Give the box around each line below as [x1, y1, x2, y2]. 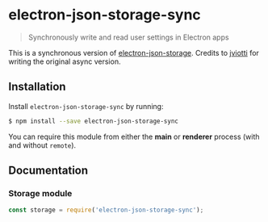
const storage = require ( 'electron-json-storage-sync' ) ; [8, 206, 204, 215]
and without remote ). [8, 140, 77, 150]
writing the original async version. [8, 57, 121, 66]
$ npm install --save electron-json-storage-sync [8, 117, 179, 125]
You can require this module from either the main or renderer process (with [8, 132, 260, 141]
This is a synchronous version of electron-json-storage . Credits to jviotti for [8, 48, 260, 57]
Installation [8, 80, 66, 94]
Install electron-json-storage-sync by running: [8, 101, 164, 111]
